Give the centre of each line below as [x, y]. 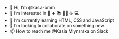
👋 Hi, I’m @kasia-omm [32, 8]
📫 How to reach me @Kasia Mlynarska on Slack [59, 31]
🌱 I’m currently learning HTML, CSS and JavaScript [62, 20]
